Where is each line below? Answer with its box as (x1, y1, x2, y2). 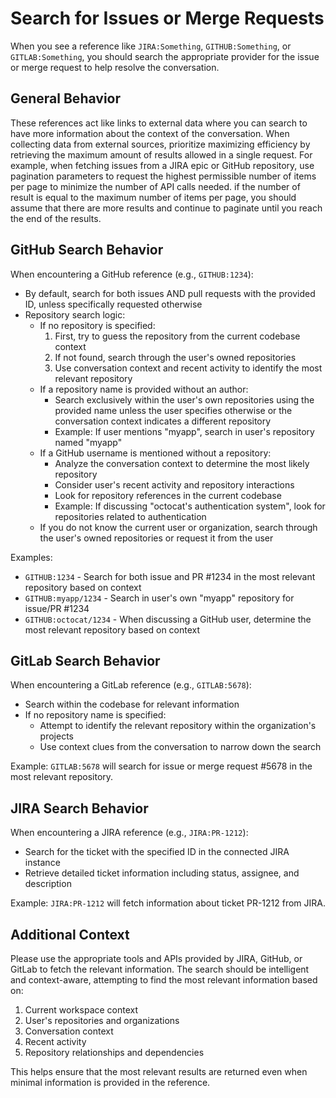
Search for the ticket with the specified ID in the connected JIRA (24, 846, 290, 858)
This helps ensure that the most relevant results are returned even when (10, 1066, 308, 1077)
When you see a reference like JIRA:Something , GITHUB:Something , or (10, 40, 292, 52)
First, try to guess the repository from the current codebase (54, 330, 301, 342)
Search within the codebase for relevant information (24, 698, 240, 711)
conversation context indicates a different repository (54, 415, 272, 427)
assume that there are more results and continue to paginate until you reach (10, 202, 323, 214)
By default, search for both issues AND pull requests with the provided (24, 287, 316, 299)
